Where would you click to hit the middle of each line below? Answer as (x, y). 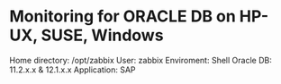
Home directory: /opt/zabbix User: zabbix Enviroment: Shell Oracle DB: (140, 60)
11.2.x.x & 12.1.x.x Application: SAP (73, 70)
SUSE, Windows (102, 35)
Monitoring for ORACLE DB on (122, 17)
